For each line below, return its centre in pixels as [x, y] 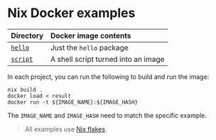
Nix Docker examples [71, 13]
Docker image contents [91, 36]
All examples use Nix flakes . [66, 129]
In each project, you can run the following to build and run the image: [108, 77]
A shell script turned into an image [107, 59]
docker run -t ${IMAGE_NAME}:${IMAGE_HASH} [73, 102]
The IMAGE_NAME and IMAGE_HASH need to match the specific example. [107, 115]
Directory [27, 36]
